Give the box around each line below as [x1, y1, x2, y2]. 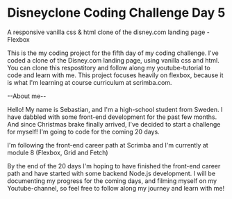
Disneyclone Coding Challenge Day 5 [7, 5, 226, 21]
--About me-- [7, 92, 47, 100]
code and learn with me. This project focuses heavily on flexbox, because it [7, 71, 224, 79]
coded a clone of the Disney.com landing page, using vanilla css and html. [7, 56, 220, 64]
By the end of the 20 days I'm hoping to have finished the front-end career [7, 161, 221, 170]
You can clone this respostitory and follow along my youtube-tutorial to [7, 63, 210, 72]
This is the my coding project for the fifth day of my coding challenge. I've [7, 49, 219, 57]
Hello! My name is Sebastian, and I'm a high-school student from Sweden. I [7, 105, 223, 113]
